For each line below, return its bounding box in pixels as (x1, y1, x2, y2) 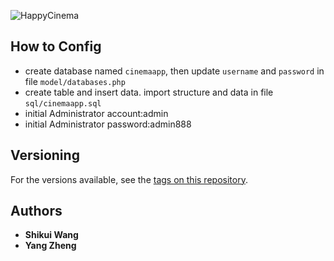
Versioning (10, 147, 80, 164)
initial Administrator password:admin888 (24, 118, 192, 130)
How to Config (10, 38, 102, 55)
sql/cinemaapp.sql (24, 98, 102, 109)
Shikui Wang (24, 229, 79, 241)
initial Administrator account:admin (24, 107, 169, 119)
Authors (10, 203, 63, 220)
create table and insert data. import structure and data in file (24, 86, 274, 98)
